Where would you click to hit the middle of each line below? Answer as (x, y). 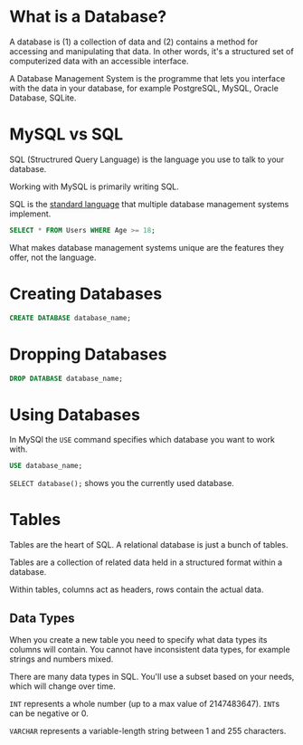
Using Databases (75, 415)
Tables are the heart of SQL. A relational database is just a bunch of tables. (149, 545)
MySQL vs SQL (66, 134)
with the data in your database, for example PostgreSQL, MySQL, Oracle (144, 88)
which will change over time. (62, 686)
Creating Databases (86, 294)
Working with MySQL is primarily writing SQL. (94, 186)
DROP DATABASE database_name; (66, 378)
